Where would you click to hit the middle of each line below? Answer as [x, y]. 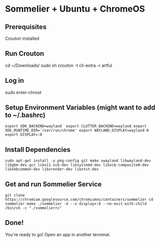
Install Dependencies [38, 150]
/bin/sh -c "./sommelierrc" [34, 208]
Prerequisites [26, 27]
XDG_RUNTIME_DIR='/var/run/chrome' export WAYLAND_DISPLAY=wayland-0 [77, 130]
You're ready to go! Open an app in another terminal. [58, 234]
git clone [15, 195]
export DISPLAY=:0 [24, 135]
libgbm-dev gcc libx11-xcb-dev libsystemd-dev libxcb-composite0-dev [77, 165]
